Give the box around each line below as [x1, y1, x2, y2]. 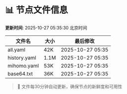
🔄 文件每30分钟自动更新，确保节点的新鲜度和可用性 [17, 83, 123, 89]
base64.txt [7, 70, 33, 77]
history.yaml [7, 54, 36, 61]
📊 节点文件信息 [5, 4, 68, 16]
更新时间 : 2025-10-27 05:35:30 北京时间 [5, 25, 87, 31]
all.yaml [7, 46, 26, 53]
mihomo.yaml [7, 62, 39, 69]
